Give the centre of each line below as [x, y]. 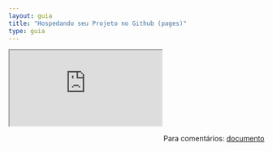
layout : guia [30, 16]
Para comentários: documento [214, 139]
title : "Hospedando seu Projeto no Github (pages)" [97, 23]
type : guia [27, 31]
